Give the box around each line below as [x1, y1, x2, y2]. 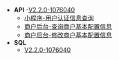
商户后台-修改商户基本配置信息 [24, 31, 113, 39]
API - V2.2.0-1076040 [13, 6, 75, 14]
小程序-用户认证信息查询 [24, 14, 95, 22]
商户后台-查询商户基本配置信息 [24, 22, 113, 30]
